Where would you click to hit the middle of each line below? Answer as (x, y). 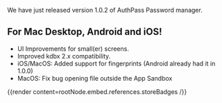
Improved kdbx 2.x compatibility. (64, 56)
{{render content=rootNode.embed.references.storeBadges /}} (97, 92)
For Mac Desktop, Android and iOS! (85, 32)
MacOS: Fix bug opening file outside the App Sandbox (95, 78)
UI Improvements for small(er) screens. (73, 49)
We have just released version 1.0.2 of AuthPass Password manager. (105, 10)
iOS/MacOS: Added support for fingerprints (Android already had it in (116, 63)
